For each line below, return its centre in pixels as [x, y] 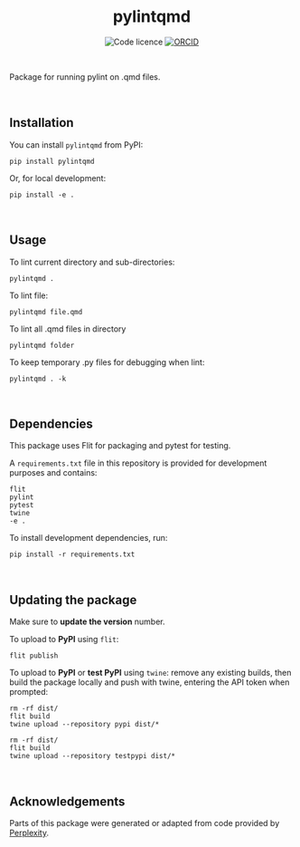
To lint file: [29, 295]
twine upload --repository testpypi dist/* [93, 756]
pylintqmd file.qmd [46, 312]
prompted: [29, 692]
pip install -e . [42, 195]
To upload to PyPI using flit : [64, 640]
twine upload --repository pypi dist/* [84, 725]
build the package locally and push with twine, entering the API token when [150, 682]
